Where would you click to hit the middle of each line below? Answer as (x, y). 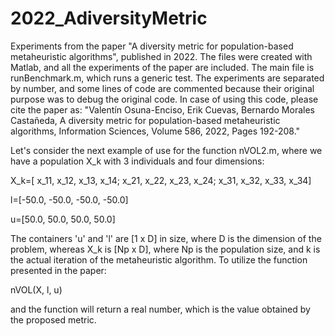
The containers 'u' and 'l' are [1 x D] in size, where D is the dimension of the (166, 238)
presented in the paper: (58, 270)
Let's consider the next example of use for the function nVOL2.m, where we (166, 150)
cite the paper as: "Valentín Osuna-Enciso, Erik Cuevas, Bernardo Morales (162, 109)
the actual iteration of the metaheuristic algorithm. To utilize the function (159, 259)
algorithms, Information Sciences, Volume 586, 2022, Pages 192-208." (155, 131)
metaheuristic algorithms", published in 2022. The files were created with (161, 56)
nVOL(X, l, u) (36, 289)
